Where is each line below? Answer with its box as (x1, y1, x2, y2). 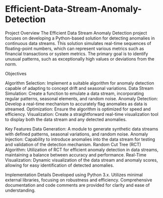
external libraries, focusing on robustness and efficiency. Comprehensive (5, 177, 152, 183)
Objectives (5, 70, 27, 76)
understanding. (5, 187, 36, 193)
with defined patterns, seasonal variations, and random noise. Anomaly (5, 131, 148, 137)
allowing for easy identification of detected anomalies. (5, 162, 114, 168)
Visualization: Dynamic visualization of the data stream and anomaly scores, (5, 157, 158, 163)
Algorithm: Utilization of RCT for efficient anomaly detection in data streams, (5, 147, 159, 153)
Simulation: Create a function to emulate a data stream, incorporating (5, 90, 144, 96)
